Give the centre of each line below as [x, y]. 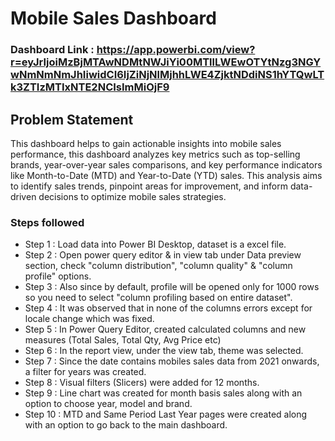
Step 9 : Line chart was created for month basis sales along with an [163, 393]
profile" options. [58, 276]
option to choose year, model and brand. [108, 404]
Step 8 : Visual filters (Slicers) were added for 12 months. [142, 383]
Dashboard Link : [52, 50]
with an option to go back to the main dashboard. [126, 425]
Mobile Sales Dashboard [113, 18]
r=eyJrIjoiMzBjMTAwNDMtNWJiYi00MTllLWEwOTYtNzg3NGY [166, 62]
